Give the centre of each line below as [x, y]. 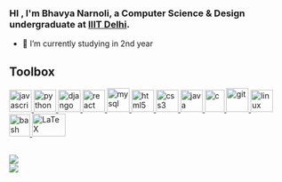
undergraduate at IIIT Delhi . [70, 24]
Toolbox [32, 71]
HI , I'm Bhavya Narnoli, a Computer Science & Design [127, 13]
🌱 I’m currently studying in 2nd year [88, 44]
